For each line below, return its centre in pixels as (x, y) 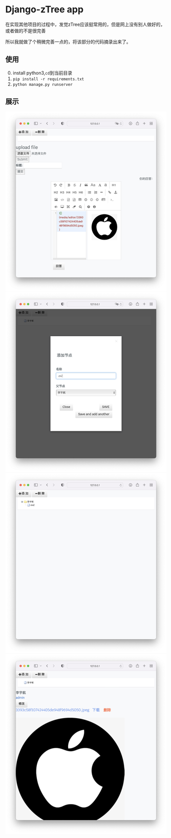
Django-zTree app (44, 10)
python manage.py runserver (42, 84)
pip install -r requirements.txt (48, 79)
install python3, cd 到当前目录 (42, 72)
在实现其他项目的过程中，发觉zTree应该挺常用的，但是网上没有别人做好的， (85, 24)
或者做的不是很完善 (26, 31)
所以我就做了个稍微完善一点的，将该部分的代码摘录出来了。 (68, 42)
